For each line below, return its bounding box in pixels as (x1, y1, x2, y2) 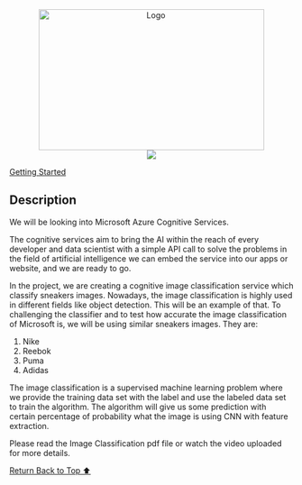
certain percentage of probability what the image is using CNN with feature (9, 410, 288, 422)
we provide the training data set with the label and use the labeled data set (9, 391, 287, 402)
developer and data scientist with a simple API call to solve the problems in (9, 243, 288, 254)
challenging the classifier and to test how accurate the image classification (9, 308, 287, 319)
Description (9, 193, 77, 208)
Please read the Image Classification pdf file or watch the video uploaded (9, 437, 282, 449)
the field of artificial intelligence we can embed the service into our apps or (9, 252, 288, 264)
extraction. (9, 420, 50, 431)
